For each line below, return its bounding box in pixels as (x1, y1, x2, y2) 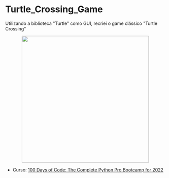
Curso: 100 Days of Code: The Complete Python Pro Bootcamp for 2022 (12, 166, 164, 173)
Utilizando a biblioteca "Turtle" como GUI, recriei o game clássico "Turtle (5, 20, 158, 26)
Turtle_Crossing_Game (5, 4, 103, 15)
